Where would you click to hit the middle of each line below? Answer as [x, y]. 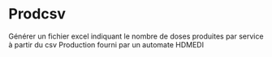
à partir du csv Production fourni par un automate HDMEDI [106, 44]
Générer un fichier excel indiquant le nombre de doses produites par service [136, 36]
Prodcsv [37, 14]
